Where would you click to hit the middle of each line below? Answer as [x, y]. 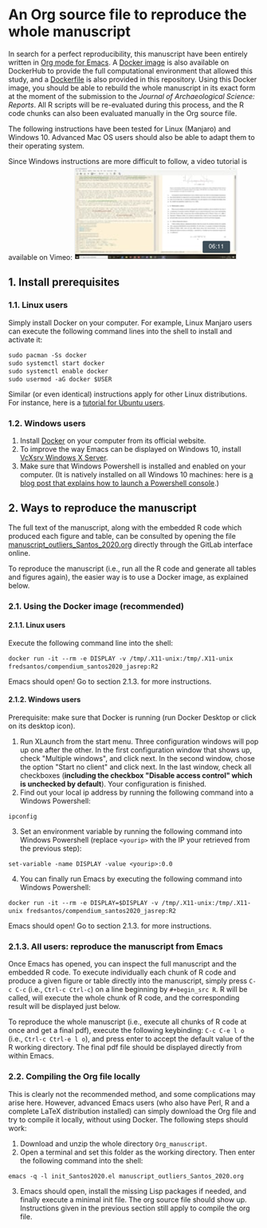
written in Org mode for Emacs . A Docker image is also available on [119, 62]
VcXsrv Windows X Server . [64, 457]
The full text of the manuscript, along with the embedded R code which [125, 527]
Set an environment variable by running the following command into [131, 831]
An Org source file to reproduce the [128, 15]
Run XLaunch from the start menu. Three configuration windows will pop [139, 742]
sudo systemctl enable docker [59, 371]
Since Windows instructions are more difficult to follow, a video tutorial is [128, 161]
